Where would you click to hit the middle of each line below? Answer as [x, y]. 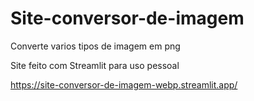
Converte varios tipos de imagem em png [95, 46]
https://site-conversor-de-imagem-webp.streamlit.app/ [124, 84]
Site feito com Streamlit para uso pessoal [95, 65]
